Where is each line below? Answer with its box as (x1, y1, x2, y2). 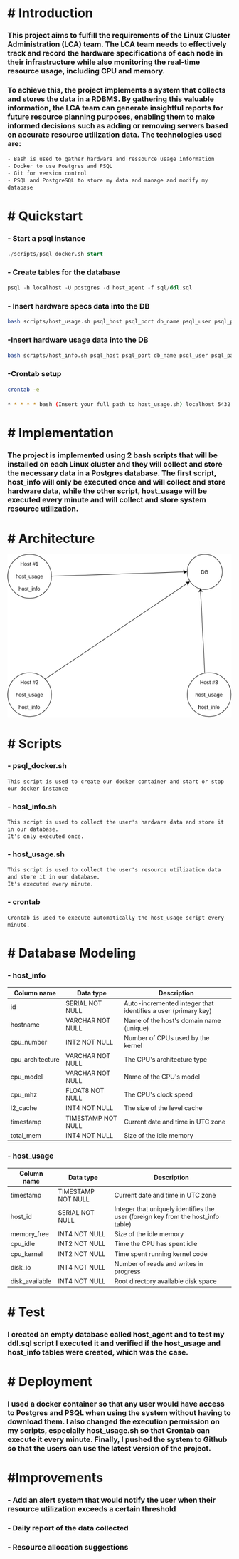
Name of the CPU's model (124, 1072, 201, 1081)
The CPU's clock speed (124, 1090, 193, 1099)
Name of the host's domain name (124, 1017, 221, 1025)
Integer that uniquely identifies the (114, 1204, 215, 1213)
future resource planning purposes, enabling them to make (7, 112, 216, 122)
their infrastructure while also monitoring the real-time (7, 57, 201, 67)
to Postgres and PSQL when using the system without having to (7, 1407, 231, 1417)
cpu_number (10, 1037, 48, 1046)
